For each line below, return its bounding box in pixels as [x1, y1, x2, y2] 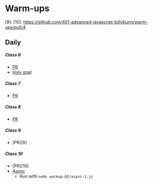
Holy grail [12, 69, 32, 75]
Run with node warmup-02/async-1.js [19, 173, 93, 179]
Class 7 [5, 80, 21, 86]
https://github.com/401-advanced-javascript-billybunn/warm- [23, 19, 148, 25]
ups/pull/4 [5, 24, 26, 30]
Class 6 [5, 52, 21, 57]
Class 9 [5, 127, 21, 133]
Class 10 [5, 150, 23, 156]
